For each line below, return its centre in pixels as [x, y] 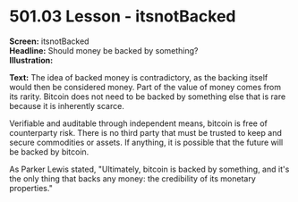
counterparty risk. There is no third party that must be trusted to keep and [145, 132]
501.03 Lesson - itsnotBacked [123, 17]
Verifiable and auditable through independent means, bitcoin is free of [139, 123]
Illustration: [31, 60]
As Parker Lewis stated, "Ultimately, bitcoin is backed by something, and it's [149, 169]
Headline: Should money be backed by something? [104, 50]
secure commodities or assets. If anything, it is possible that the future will [146, 142]
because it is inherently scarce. [67, 105]
